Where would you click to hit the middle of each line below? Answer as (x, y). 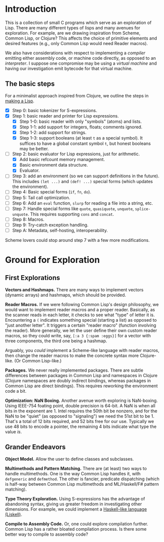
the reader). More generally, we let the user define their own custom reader (81, 330)
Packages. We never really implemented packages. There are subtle (74, 370)
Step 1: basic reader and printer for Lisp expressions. (65, 116)
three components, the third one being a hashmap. (56, 341)
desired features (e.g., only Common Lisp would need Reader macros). (77, 43)
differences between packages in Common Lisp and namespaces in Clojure (81, 375)
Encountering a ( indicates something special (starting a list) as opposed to (81, 320)
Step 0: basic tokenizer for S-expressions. (55, 110)
